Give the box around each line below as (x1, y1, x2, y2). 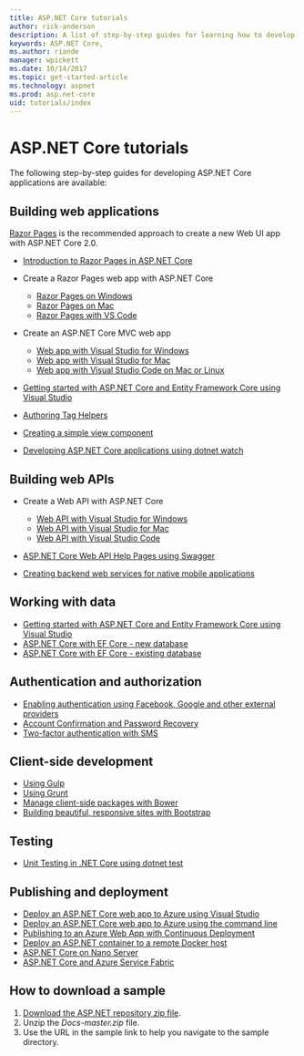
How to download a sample (9, 983, 167, 999)
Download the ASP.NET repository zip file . (22, 1007, 181, 1018)
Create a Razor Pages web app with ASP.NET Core (22, 273, 214, 284)
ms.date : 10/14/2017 (9, 65, 88, 74)
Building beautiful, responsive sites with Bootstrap (22, 807, 211, 818)
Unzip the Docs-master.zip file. (22, 1017, 140, 1028)
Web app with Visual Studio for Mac (35, 355, 171, 366)
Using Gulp (22, 778, 66, 789)
